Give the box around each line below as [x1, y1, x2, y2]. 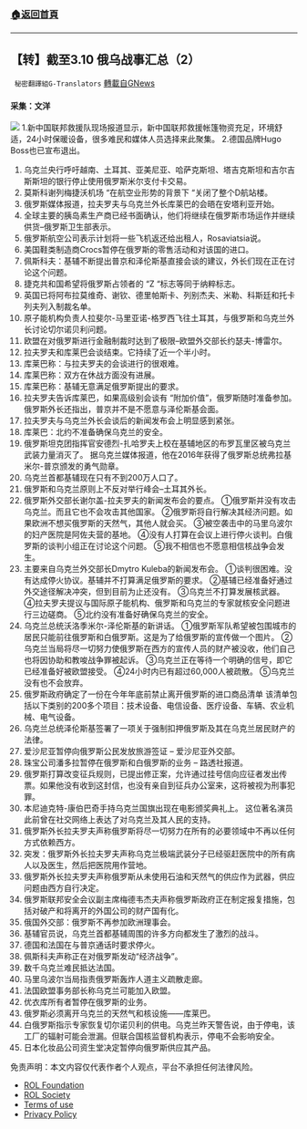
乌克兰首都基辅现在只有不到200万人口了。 [23, 472, 183, 483]
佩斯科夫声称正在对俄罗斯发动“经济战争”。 [23, 951, 183, 962]
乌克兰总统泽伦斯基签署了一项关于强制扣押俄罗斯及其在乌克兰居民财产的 [23, 723, 295, 734]
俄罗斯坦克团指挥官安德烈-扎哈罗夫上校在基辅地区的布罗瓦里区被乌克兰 [23, 438, 292, 449]
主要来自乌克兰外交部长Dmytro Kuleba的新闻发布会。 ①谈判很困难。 [23, 564, 285, 575]
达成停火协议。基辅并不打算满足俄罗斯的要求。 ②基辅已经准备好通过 [31, 575, 293, 585]
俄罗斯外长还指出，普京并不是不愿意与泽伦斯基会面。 [23, 404, 224, 415]
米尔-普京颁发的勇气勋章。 [23, 461, 124, 471]
